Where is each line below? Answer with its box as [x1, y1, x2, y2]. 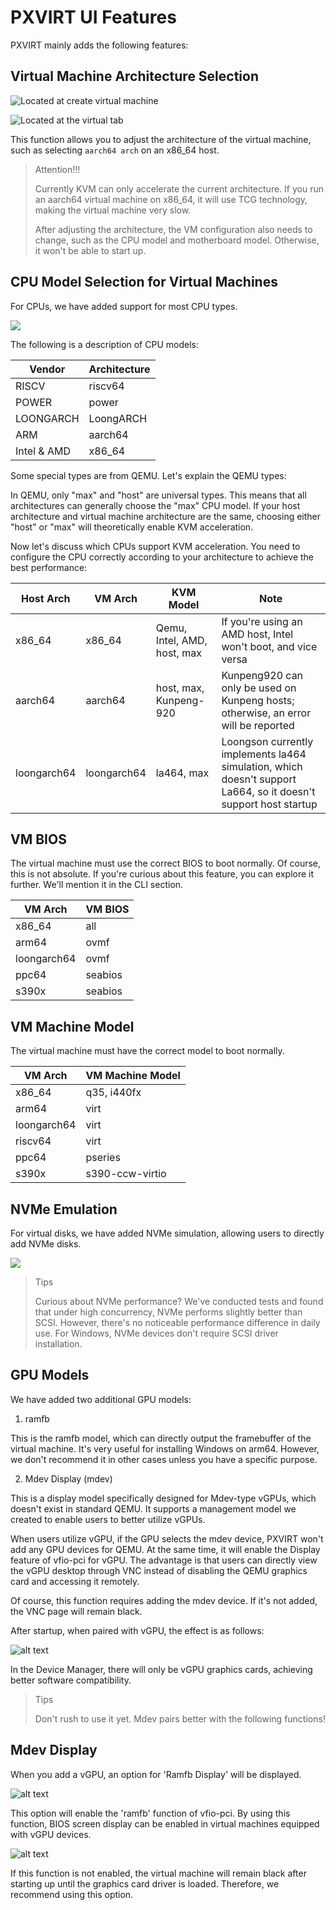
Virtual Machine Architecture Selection [10, 68, 260, 85]
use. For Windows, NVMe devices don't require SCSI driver [34, 1327, 279, 1339]
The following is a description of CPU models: [10, 338, 199, 350]
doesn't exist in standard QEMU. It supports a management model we [10, 1502, 297, 1515]
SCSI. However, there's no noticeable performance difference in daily [34, 1317, 321, 1328]
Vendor [29, 362, 66, 376]
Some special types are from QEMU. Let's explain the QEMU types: [10, 469, 287, 481]
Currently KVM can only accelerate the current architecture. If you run [34, 182, 324, 195]
